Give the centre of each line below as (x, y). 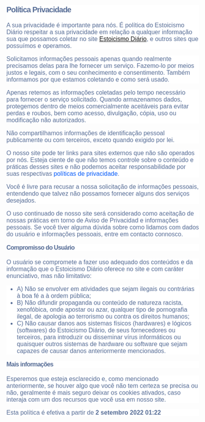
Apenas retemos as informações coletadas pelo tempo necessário (96, 92)
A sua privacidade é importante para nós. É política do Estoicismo (95, 25)
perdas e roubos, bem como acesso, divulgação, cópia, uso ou (91, 113)
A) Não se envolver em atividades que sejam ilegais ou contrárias (106, 289)
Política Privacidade (39, 9)
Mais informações (30, 364)
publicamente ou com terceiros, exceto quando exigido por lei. (91, 140)
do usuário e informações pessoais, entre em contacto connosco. (95, 234)
